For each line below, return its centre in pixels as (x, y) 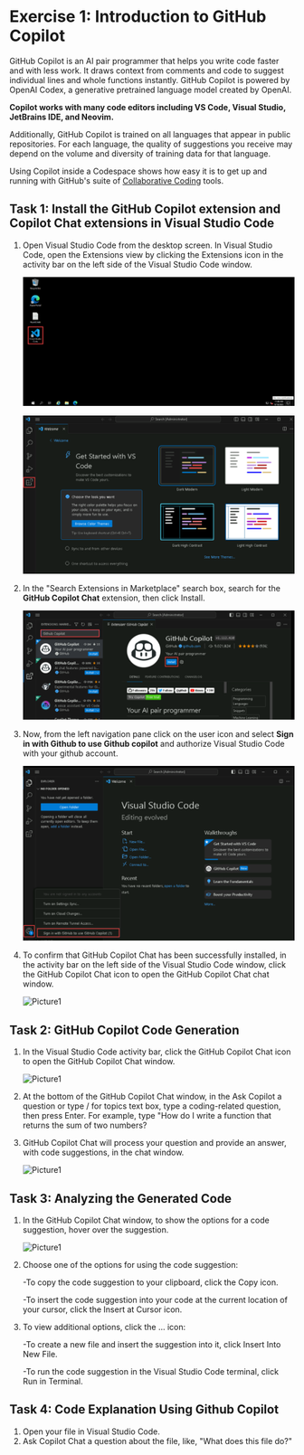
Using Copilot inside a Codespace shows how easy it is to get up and (138, 171)
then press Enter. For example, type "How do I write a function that (147, 1116)
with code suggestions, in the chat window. (103, 1153)
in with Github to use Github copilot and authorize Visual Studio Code (153, 743)
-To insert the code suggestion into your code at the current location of (155, 1299)
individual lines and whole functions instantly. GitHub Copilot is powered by (150, 80)
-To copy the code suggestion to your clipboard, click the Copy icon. (150, 1282)
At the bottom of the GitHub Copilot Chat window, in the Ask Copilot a (152, 1097)
